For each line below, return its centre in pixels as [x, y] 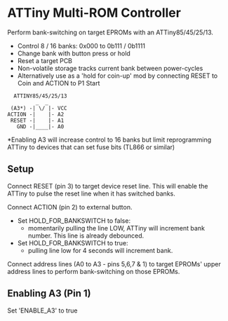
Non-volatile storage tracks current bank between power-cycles [110, 68]
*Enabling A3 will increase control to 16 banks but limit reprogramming [109, 139]
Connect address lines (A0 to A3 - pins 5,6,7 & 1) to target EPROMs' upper [114, 264]
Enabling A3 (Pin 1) [49, 293]
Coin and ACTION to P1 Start [59, 83]
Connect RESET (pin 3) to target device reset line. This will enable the [108, 186]
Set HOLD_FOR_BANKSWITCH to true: [73, 243]
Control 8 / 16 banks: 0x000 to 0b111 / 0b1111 [81, 46]
